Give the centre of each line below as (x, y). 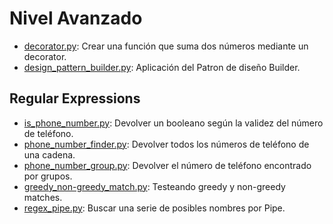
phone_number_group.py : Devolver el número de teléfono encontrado (167, 165)
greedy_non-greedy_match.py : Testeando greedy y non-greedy (154, 186)
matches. (43, 197)
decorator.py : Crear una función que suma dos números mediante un (166, 46)
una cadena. (49, 154)
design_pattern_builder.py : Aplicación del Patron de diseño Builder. (162, 67)
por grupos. (48, 176)
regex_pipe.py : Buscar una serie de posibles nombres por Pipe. (154, 208)
